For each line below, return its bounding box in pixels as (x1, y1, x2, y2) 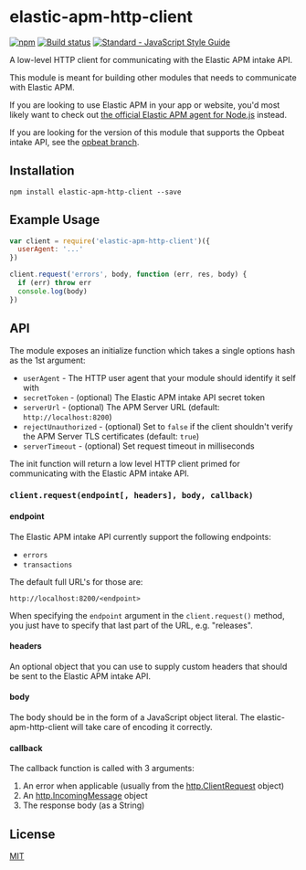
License (9, 826, 56, 842)
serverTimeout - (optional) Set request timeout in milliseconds (22, 440, 256, 451)
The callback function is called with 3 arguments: (9, 763, 195, 774)
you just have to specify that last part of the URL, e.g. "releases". (9, 620, 253, 631)
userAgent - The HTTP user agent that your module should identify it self (22, 372, 297, 383)
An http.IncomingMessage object (22, 790, 148, 801)
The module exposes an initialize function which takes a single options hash (9, 345, 295, 355)
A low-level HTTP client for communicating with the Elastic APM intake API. (9, 54, 293, 65)
